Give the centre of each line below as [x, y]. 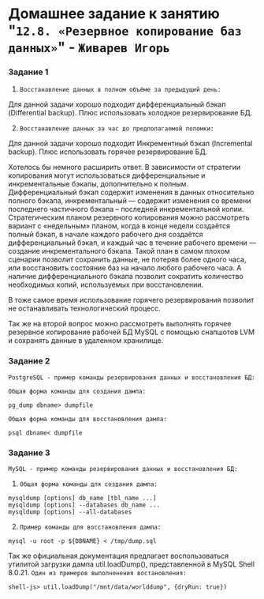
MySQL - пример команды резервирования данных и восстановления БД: [123, 469]
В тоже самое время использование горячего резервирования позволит [131, 300]
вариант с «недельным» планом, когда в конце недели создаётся [119, 226]
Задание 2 [29, 361]
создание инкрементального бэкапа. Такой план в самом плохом [119, 251]
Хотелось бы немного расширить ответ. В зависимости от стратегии [125, 168]
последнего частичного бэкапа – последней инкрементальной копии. [126, 209]
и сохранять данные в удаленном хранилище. [86, 341]
